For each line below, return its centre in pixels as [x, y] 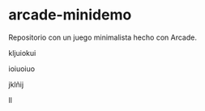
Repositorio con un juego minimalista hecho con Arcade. [102, 37]
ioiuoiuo [21, 68]
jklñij [16, 84]
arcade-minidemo [70, 15]
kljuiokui [22, 53]
